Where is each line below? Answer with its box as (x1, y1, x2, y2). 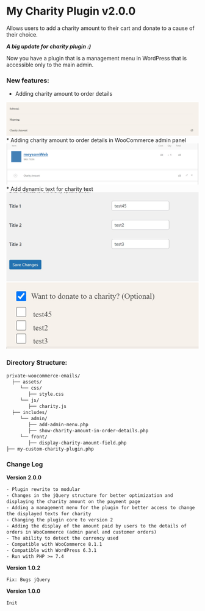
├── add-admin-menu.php (28, 421, 88, 427)
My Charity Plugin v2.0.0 (6, 4, 136, 18)
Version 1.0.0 (6, 587, 41, 595)
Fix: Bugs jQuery (6, 577, 51, 583)
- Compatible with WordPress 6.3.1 (6, 548, 97, 554)
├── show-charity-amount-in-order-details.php (28, 427, 149, 434)
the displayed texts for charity (6, 511, 92, 517)
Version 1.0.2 (6, 564, 41, 571)
